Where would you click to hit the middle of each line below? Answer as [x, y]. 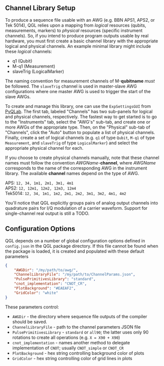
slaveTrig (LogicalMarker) [38, 71]
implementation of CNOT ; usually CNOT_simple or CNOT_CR [68, 348]
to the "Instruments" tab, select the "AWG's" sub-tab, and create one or [78, 122]
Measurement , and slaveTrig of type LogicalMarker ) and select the [71, 143]
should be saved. [30, 322]
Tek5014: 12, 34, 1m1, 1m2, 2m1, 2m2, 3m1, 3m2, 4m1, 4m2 [66, 193]
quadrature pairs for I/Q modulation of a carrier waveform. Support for [76, 208]
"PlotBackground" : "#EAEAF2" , [45, 288]
